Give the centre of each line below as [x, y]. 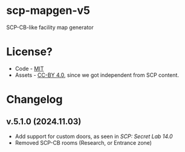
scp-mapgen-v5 [48, 11]
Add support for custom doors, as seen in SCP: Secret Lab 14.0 [94, 136]
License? [30, 52]
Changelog [34, 100]
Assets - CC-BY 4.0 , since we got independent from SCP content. [97, 75]
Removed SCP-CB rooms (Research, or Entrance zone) [83, 142]
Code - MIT [29, 68]
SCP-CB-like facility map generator [50, 27]
